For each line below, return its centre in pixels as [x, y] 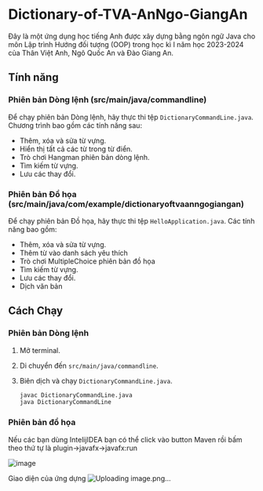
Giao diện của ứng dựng [47, 478]
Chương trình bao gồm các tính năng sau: [75, 125]
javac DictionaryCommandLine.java [76, 395]
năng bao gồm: [33, 229]
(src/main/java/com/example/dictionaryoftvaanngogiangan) [126, 204]
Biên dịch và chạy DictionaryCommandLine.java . [96, 380]
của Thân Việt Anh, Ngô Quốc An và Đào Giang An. [91, 53]
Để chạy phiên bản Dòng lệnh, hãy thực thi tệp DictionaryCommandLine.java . [131, 117]
